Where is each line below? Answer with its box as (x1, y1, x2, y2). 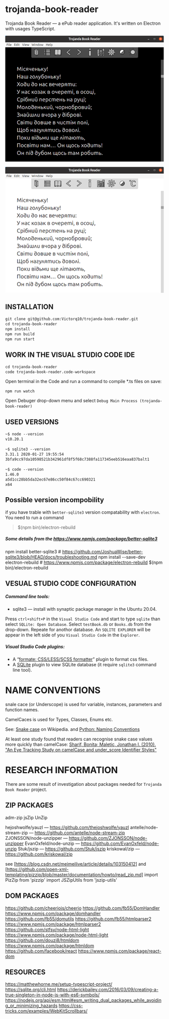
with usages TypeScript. (5, 25, 55, 31)
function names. (5, 707, 39, 713)
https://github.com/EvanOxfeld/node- (81, 840, 159, 846)
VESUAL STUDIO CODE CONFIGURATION (5, 579, 137, 588)
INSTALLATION (5, 302, 54, 311)
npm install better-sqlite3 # (5, 549, 61, 555)
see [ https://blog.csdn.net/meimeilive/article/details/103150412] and (5, 861, 146, 867)
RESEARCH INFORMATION (5, 765, 118, 776)
